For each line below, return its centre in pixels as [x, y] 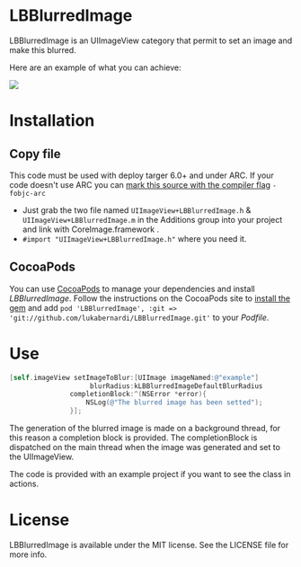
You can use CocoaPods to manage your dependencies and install [132, 288]
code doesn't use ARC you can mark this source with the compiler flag [140, 184]
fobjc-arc [28, 193]
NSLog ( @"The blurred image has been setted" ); [174, 403]
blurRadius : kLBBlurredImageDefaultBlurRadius [176, 386]
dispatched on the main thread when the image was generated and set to [145, 447]
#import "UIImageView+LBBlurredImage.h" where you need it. [134, 238]
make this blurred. [43, 49]
